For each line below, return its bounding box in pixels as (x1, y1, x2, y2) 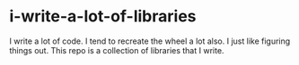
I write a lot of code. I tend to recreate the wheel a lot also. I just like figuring (9, 36, 291, 46)
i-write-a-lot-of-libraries (9, 6, 197, 27)
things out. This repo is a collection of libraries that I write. (9, 45, 224, 55)
